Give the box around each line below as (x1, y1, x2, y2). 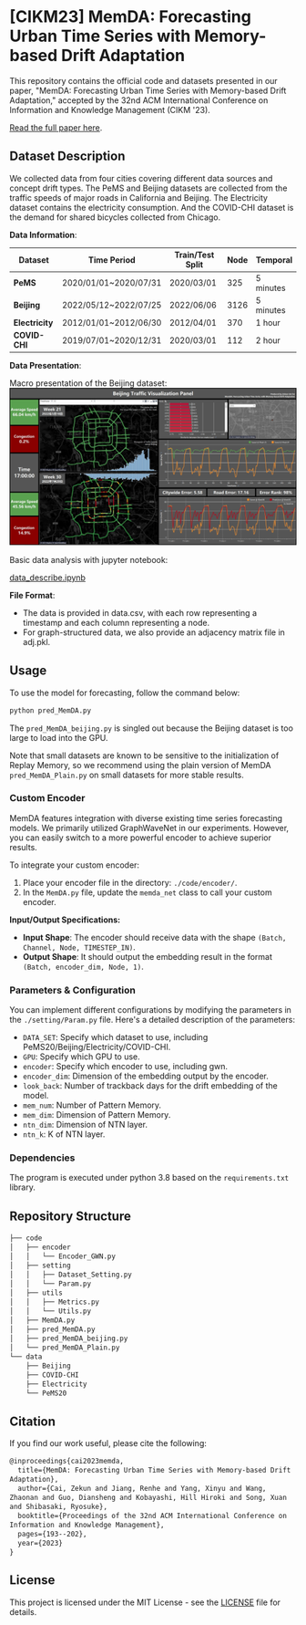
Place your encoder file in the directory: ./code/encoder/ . (22, 877, 238, 888)
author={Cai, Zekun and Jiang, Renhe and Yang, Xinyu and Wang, (17, 1484, 267, 1494)
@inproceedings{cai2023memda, (9, 1457, 125, 1466)
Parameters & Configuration (9, 984, 137, 996)
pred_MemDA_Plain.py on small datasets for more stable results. (9, 769, 244, 780)
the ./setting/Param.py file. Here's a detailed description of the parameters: (9, 1015, 296, 1026)
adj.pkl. (22, 636, 51, 647)
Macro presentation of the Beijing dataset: (9, 377, 168, 389)
